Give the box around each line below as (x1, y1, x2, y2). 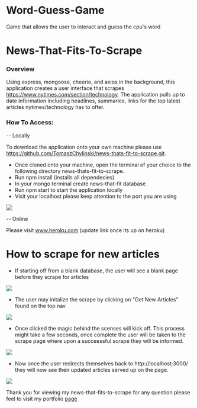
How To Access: (6, 118, 54, 127)
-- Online (6, 215, 28, 222)
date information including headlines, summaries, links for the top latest (6, 97, 180, 104)
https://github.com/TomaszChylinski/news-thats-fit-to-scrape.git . (6, 149, 167, 157)
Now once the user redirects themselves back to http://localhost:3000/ (14, 359, 188, 367)
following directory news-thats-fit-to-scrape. (14, 167, 125, 175)
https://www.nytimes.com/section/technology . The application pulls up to (6, 91, 185, 98)
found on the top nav (14, 302, 66, 309)
